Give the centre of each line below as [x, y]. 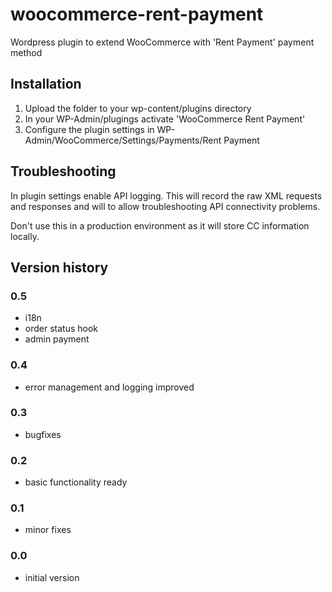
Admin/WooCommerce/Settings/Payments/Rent [123, 140]
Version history [59, 267]
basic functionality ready [76, 482]
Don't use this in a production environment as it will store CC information [160, 225]
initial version [52, 577]
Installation [46, 84]
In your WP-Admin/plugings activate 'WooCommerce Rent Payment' [165, 119]
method [26, 52]
